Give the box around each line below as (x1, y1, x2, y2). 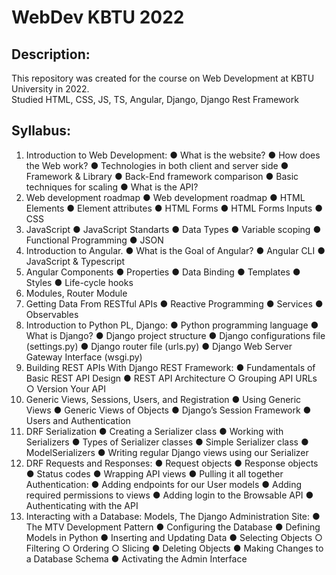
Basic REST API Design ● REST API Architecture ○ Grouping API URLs (25, 372, 318, 384)
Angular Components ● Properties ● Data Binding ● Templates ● (25, 266, 301, 278)
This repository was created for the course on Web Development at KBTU (11, 72, 315, 84)
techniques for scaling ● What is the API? (25, 181, 199, 193)
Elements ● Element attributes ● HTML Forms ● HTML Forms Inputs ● (25, 202, 323, 214)
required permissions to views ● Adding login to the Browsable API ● (25, 489, 314, 501)
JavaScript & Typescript (25, 255, 126, 267)
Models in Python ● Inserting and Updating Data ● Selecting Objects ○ (25, 531, 323, 543)
